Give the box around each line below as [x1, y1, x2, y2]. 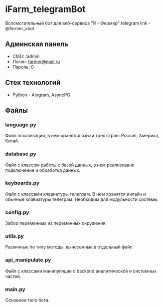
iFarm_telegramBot [5, 4, 86, 15]
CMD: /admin [12, 53, 40, 59]
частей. [5, 273, 21, 279]
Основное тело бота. [5, 297, 50, 303]
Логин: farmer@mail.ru [12, 59, 60, 65]
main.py [5, 285, 26, 292]
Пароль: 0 [12, 64, 34, 70]
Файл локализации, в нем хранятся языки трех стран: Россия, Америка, [5, 133, 160, 139]
